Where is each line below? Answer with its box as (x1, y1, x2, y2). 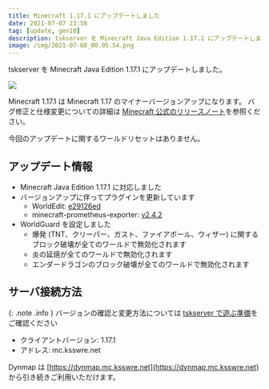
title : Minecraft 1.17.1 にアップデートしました (8, 11, 160, 20)
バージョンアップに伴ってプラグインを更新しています (19, 192, 195, 201)
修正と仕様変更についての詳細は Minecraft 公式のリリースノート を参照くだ (14, 107, 261, 116)
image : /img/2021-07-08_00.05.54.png (8, 42, 134, 50)
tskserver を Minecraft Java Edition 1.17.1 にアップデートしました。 (8, 65, 227, 75)
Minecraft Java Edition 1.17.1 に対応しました (19, 182, 162, 192)
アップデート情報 (8, 160, 93, 173)
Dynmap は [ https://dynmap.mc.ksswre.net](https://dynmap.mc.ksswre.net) (8, 362, 259, 371)
